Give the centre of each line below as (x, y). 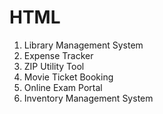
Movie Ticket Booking (68, 77)
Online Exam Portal (63, 87)
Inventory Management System (88, 98)
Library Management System (83, 45)
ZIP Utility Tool (54, 66)
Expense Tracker (58, 55)
